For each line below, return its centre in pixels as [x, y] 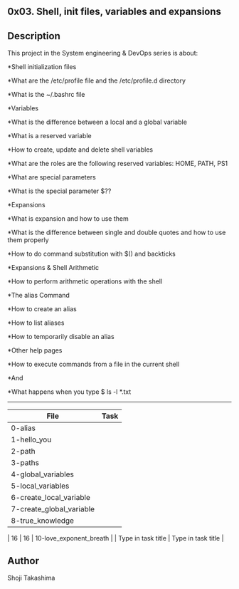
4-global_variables [43, 474]
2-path [23, 452]
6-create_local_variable [51, 498]
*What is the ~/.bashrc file [46, 95]
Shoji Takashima [31, 578]
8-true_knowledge [43, 521]
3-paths [25, 463]
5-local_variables [40, 486]
